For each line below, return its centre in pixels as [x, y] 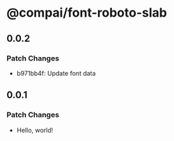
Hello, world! [35, 130]
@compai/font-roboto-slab [87, 13]
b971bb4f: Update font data [56, 73]
